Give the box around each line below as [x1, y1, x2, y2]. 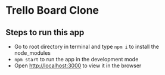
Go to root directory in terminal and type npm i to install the [14, 43, 159, 50]
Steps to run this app [5, 27, 85, 37]
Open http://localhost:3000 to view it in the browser [14, 62, 142, 69]
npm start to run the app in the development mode [14, 56, 139, 62]
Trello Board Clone [5, 4, 99, 17]
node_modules [14, 49, 51, 57]
